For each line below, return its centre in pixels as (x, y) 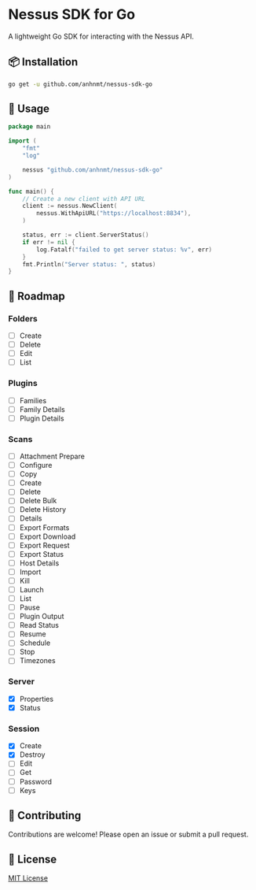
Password (36, 781)
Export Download (48, 536)
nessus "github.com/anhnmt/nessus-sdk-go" (93, 170)
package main (29, 127)
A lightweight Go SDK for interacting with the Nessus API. (101, 36)
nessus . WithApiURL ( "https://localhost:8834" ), (114, 213)
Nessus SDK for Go (72, 15)
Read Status (39, 625)
